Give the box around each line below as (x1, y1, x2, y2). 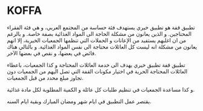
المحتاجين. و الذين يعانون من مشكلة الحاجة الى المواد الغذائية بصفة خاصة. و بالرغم (7, 30, 192, 37)
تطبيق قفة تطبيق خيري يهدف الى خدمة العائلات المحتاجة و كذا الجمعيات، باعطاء (7, 61, 185, 69)
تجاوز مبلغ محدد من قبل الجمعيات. (7, 74, 84, 81)
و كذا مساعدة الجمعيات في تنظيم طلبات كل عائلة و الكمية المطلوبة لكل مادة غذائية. (7, 86, 195, 93)
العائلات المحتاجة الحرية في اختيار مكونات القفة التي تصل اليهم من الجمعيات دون (7, 67, 188, 75)
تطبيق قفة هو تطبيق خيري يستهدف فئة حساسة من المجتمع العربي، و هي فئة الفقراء (7, 24, 196, 31)
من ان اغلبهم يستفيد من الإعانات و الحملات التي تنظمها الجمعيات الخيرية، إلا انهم (7, 36, 187, 44)
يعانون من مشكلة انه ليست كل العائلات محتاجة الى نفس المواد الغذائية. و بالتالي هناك (7, 43, 198, 50)
